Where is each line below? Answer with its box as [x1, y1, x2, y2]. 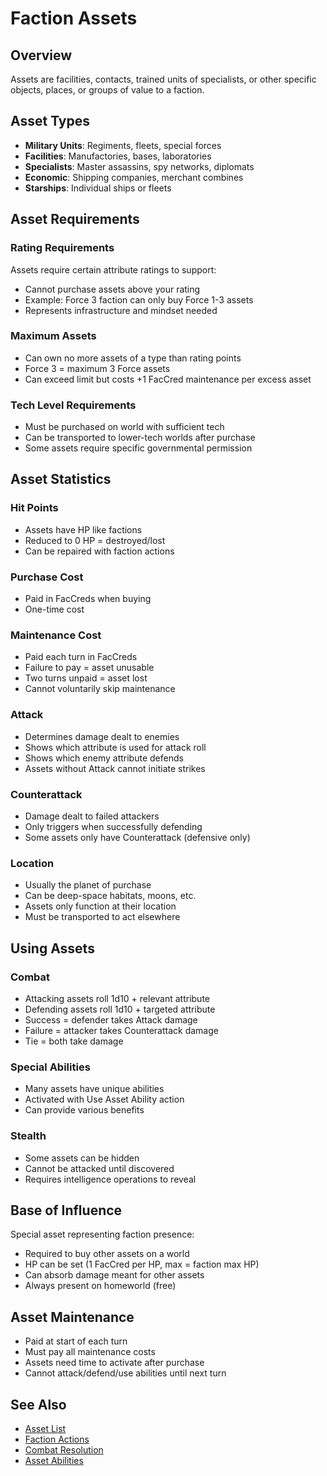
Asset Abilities [24, 1454, 84, 1466]
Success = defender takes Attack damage [24, 1013, 198, 1026]
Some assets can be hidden [24, 1152, 140, 1164]
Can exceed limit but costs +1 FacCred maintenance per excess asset [24, 373, 312, 385]
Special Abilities [10, 1060, 91, 1074]
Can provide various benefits [24, 1104, 145, 1116]
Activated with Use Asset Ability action [24, 1093, 185, 1106]
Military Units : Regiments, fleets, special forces [24, 139, 222, 151]
